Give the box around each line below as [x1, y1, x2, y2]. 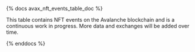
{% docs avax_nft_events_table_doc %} [6, 5, 103, 12]
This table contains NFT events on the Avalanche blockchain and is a [6, 16, 175, 23]
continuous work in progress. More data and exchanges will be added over [6, 23, 190, 29]
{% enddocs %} [6, 40, 46, 47]
